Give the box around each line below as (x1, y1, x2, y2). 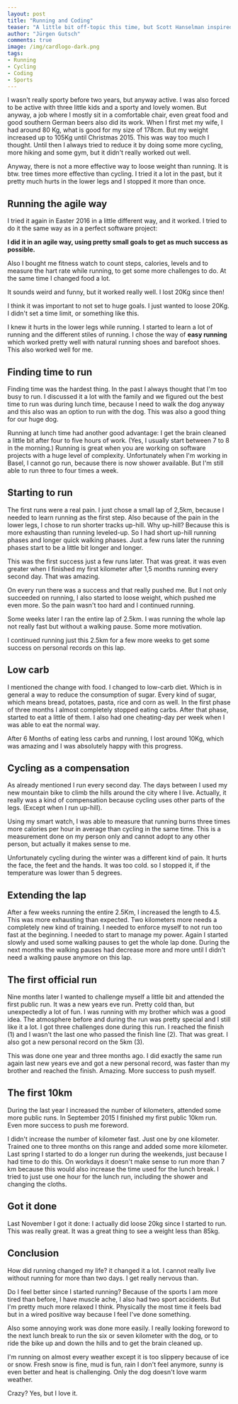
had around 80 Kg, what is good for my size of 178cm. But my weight (7, 125, 209, 135)
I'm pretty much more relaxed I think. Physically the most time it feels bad (7, 1302, 222, 1311)
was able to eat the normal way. (7, 720, 101, 729)
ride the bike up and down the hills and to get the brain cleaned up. (7, 1339, 203, 1347)
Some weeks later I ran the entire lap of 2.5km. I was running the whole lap (7, 614, 225, 623)
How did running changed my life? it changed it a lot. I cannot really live (7, 1266, 216, 1274)
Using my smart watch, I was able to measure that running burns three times (7, 817, 231, 826)
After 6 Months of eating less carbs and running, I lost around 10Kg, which (7, 734, 225, 743)
